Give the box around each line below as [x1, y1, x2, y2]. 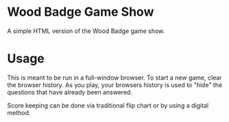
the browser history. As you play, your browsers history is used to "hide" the [7, 80, 223, 89]
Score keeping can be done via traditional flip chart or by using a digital [7, 101, 209, 110]
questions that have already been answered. [7, 88, 132, 96]
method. [7, 108, 31, 117]
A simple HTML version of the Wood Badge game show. [7, 27, 165, 35]
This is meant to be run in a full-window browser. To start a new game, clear [7, 73, 222, 82]
